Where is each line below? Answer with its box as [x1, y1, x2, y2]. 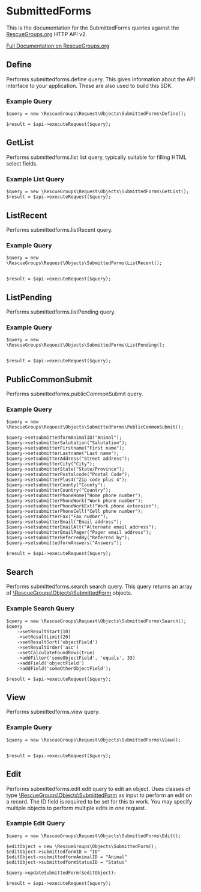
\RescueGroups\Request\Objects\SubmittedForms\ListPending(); [6, 342, 165, 348]
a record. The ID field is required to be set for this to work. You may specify [6, 798, 193, 805]
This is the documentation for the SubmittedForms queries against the [6, 24, 179, 31]
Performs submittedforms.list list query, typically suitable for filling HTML [6, 153, 187, 161]
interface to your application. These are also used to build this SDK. [6, 82, 173, 89]
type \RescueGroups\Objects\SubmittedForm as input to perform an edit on [6, 791, 192, 799]
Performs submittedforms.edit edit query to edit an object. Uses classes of [6, 785, 191, 792]
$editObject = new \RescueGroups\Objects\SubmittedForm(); [6, 843, 157, 849]
